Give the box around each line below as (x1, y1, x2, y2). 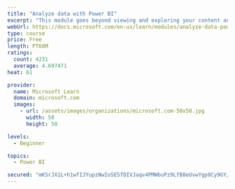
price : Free (7, 36, 42, 43)
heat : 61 (7, 69, 33, 76)
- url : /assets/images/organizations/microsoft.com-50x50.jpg (20, 108, 205, 115)
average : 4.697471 (13, 62, 68, 69)
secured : (7, 171, 33, 178)
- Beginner (13, 139, 45, 147)
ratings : (7, 50, 33, 57)
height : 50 (25, 120, 58, 127)
